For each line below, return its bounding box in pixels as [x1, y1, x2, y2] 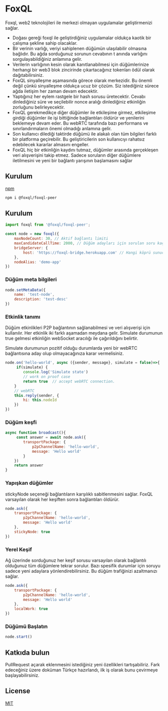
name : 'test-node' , [14, 292, 55, 297]
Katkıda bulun [5, 648, 50, 657]
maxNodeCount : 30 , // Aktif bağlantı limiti [14, 236, 108, 241]
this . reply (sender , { [14, 393, 59, 398]
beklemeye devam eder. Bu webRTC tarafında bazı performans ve [12, 120, 148, 126]
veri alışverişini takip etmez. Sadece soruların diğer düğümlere [12, 152, 141, 158]
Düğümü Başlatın [5, 623, 48, 630]
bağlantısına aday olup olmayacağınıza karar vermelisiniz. [5, 350, 124, 357]
